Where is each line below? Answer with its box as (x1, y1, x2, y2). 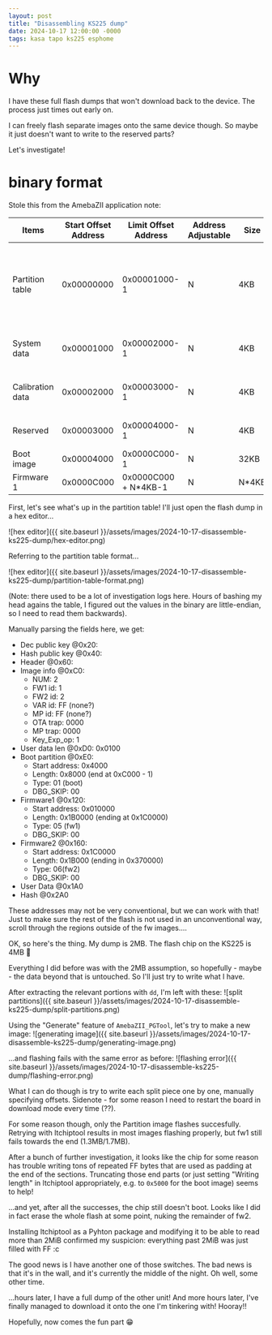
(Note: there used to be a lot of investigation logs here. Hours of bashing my (8, 592, 262, 601)
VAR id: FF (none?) (32, 700, 95, 710)
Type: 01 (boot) (32, 778, 83, 788)
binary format (8, 174, 103, 192)
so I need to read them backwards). (8, 609, 127, 618)
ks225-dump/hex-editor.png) (8, 536, 106, 545)
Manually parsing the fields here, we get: (8, 624, 145, 634)
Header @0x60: (19, 657, 74, 667)
